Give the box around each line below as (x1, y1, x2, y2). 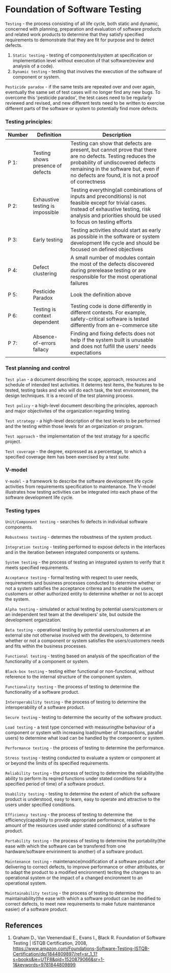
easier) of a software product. (5, 906, 68, 912)
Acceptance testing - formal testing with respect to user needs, (5, 574, 138, 580)
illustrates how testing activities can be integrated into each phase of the (5, 489, 158, 495)
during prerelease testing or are (70, 267, 146, 274)
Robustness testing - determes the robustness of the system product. (5, 534, 153, 540)
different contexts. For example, (70, 309, 147, 316)
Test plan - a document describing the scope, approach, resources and (5, 376, 156, 382)
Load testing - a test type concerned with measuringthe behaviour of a (5, 724, 155, 731)
